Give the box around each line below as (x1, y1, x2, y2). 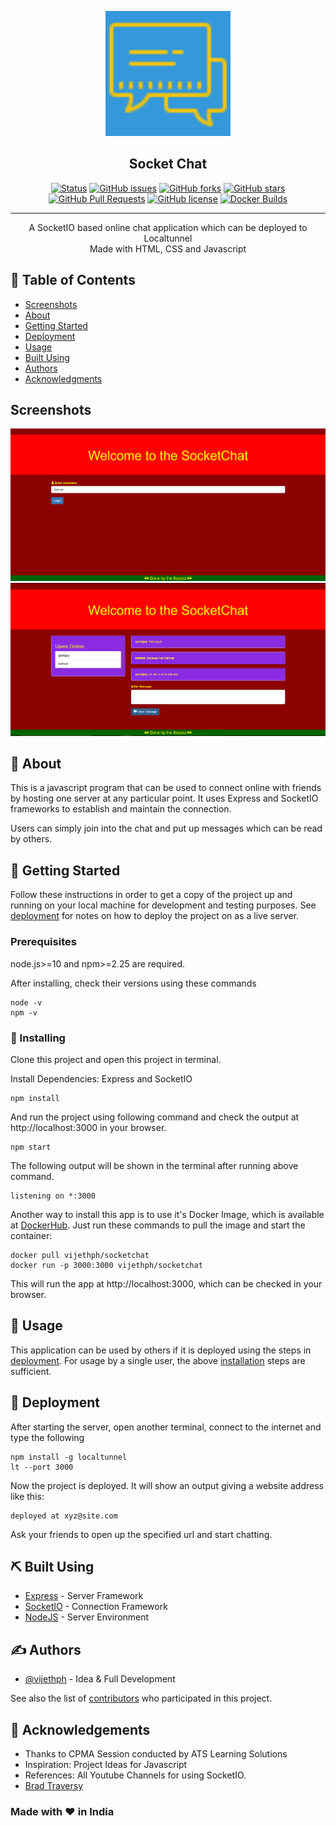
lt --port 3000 (10, 1462, 74, 1472)
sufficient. (10, 1365, 52, 1377)
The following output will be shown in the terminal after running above (10, 1159, 299, 1171)
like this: (10, 1490, 45, 1502)
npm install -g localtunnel (10, 1452, 128, 1462)
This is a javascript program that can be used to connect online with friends (10, 782, 322, 794)
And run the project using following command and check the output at (10, 1111, 300, 1123)
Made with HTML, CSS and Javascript (89, 242, 247, 255)
